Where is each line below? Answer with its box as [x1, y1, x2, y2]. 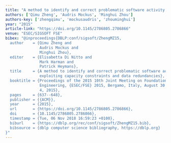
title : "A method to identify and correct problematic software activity [5, 7, 165, 13]
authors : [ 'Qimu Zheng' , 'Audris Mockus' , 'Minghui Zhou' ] [5, 12, 133, 17]
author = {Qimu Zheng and [10, 41, 72, 46]
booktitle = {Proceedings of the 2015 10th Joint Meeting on [10, 78, 142, 83]
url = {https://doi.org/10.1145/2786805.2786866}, [10, 106, 133, 112]
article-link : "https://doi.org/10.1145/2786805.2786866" [5, 26, 131, 31]
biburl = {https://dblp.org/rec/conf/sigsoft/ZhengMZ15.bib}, [10, 120, 152, 126]
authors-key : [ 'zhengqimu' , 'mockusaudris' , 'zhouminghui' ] [5, 17, 136, 22]
